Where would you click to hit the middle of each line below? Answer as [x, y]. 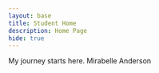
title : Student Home [43, 23]
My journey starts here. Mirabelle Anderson [80, 61]
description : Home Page [48, 30]
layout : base [30, 16]
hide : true [26, 38]
